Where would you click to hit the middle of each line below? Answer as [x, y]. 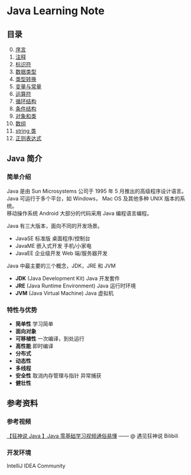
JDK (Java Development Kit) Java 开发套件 [67, 278]
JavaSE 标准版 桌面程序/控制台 [53, 238]
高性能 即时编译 [34, 346]
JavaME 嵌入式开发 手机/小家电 [54, 245]
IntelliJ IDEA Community [36, 466]
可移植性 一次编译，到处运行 [50, 338]
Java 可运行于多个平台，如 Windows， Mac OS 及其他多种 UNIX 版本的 [93, 198]
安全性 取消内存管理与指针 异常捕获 [58, 375]
